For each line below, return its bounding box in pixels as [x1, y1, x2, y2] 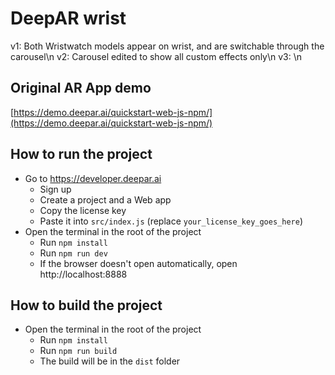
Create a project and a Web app [39, 193, 172, 206]
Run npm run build [39, 345, 118, 357]
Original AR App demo [10, 80, 152, 97]
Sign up [39, 183, 72, 195]
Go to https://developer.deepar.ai [24, 172, 162, 184]
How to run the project [10, 146, 153, 163]
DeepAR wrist [10, 7, 127, 30]
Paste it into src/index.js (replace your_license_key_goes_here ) [39, 215, 304, 227]
